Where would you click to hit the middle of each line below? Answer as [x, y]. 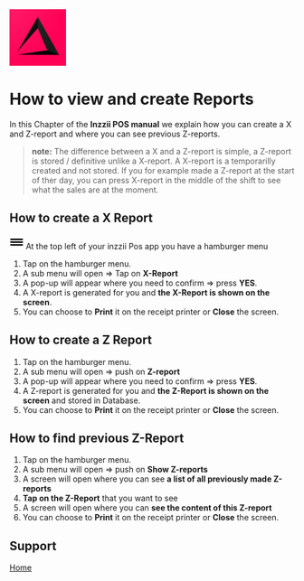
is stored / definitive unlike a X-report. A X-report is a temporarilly [153, 161]
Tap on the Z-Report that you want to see [100, 498]
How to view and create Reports [132, 99]
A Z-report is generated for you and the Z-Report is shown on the [146, 390]
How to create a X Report [81, 218]
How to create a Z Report [81, 340]
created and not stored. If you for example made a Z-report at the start [163, 170]
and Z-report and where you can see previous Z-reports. [115, 134]
